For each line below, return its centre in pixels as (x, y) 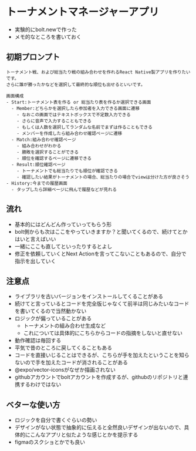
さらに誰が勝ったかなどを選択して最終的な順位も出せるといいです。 (76, 85)
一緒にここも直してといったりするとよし (63, 246)
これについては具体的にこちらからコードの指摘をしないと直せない (103, 333)
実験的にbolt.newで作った (46, 29)
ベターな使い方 (33, 405)
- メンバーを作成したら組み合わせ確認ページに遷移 (70, 133)
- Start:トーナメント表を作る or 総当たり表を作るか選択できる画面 (79, 102)
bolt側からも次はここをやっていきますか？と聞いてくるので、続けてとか (101, 231)
